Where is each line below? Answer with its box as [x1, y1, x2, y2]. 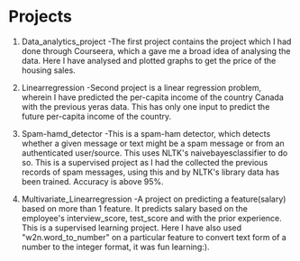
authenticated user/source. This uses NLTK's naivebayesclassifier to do [21, 147, 288, 158]
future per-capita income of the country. [21, 111, 172, 121]
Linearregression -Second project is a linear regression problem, [21, 82, 262, 93]
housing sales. [21, 65, 76, 76]
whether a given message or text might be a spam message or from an [21, 138, 285, 148]
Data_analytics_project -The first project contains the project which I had [21, 36, 292, 47]
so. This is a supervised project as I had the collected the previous [21, 157, 268, 167]
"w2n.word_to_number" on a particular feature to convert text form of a [21, 231, 287, 242]
